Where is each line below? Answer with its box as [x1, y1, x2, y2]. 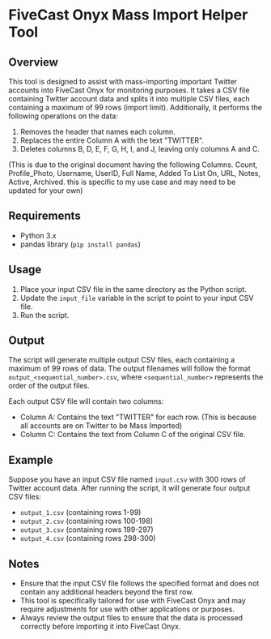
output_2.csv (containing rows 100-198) [19, 517, 154, 526]
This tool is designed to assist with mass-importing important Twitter [8, 77, 237, 86]
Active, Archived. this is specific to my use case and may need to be [8, 177, 236, 187]
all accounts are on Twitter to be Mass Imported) [19, 421, 183, 431]
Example [8, 452, 53, 467]
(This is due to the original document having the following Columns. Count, [8, 160, 258, 169]
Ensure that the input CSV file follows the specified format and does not [19, 578, 260, 589]
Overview [8, 55, 59, 69]
